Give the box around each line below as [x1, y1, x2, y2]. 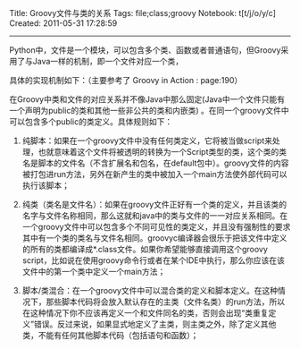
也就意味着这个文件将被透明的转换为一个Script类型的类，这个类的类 [37, 147, 287, 157]
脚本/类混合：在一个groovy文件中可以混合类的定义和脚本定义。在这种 [21, 285, 279, 295]
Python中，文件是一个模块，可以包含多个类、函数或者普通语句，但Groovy [9, 45, 281, 55]
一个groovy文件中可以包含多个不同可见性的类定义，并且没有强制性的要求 [21, 222, 291, 232]
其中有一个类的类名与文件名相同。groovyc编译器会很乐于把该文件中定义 [21, 233, 287, 243]
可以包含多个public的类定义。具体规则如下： [9, 116, 173, 127]
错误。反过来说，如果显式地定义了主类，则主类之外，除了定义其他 [33, 319, 277, 329]
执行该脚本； [21, 180, 70, 191]
